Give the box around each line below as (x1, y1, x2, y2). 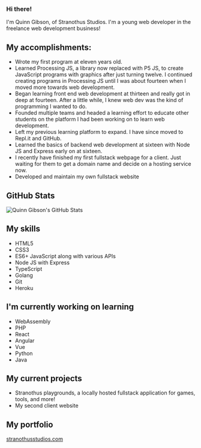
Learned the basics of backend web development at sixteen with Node (14, 141, 190, 148)
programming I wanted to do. (14, 103, 87, 110)
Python (14, 350, 33, 357)
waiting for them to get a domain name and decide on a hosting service (14, 160, 192, 168)
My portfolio (6, 419, 53, 429)
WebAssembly (14, 318, 51, 325)
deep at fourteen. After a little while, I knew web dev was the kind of (14, 97, 184, 104)
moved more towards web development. (14, 83, 115, 91)
